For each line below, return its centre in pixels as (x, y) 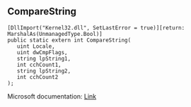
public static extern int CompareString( (69, 40)
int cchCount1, (39, 65)
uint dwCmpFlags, (42, 52)
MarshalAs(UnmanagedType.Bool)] (55, 34)
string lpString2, (44, 71)
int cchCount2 (37, 77)
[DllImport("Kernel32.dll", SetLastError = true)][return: (96, 27)
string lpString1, (44, 58)
